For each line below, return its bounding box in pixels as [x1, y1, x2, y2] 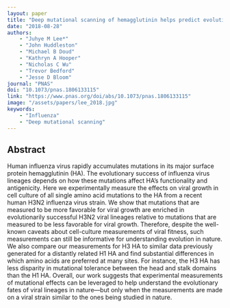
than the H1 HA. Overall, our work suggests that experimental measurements [7, 272, 223, 280]
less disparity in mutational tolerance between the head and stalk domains [7, 264, 217, 272]
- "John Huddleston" [19, 42, 78, 49]
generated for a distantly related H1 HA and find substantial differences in [7, 250, 214, 258]
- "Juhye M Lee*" [19, 36, 69, 43]
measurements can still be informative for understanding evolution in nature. [7, 235, 222, 244]
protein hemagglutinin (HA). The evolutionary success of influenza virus [7, 169, 210, 178]
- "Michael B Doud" [19, 49, 75, 56]
